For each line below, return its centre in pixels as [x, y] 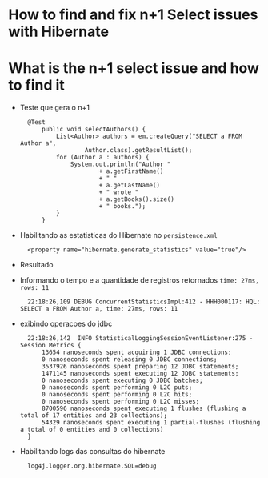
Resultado [36, 265]
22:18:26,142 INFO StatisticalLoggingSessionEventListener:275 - [140, 339]
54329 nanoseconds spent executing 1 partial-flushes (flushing [151, 423]
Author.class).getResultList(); [138, 151]
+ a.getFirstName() [131, 171]
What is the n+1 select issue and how [134, 68]
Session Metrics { [50, 346]
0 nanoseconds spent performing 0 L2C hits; [117, 395]
